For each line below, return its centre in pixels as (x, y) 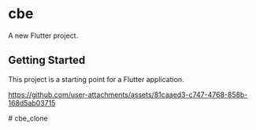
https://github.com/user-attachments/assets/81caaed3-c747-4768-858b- (128, 95)
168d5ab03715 (32, 102)
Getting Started (47, 60)
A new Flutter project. (43, 35)
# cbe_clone (28, 118)
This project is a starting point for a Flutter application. (96, 79)
